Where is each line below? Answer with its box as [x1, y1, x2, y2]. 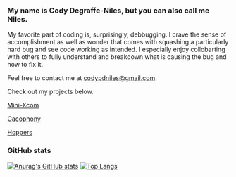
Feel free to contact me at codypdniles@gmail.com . [7, 74, 157, 82]
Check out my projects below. [7, 87, 94, 96]
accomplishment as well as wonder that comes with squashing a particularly [7, 38, 229, 46]
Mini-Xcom [7, 101, 39, 110]
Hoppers [7, 129, 33, 137]
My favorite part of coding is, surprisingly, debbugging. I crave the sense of [7, 30, 227, 39]
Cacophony [7, 114, 41, 123]
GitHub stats [7, 146, 51, 156]
